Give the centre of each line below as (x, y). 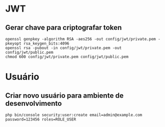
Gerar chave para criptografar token (64, 28)
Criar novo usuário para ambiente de (64, 95)
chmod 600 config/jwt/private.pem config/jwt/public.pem (67, 57)
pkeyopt (13, 44)
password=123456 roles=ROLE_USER (41, 119)
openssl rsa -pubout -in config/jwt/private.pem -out (64, 48)
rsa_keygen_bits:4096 (47, 44)
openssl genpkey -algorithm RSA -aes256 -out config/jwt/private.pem (81, 39)
